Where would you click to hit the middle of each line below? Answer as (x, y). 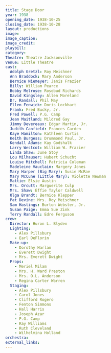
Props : (17, 262)
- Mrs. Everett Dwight (39, 257)
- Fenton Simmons (33, 304)
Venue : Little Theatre (29, 62)
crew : (11, 219)
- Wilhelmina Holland (37, 333)
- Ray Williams (31, 323)
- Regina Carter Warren (40, 281)
